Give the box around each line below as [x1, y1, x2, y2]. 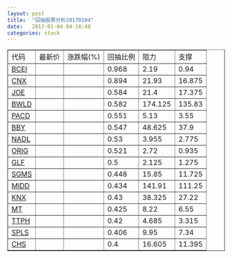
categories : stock [7, 29, 60, 37]
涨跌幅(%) [66, 53, 101, 62]
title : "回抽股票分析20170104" [7, 17, 95, 24]
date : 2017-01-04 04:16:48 [7, 23, 91, 30]
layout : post [7, 10, 45, 17]
